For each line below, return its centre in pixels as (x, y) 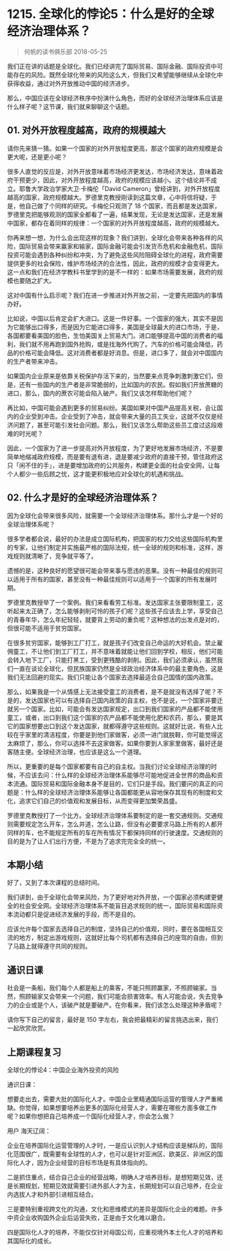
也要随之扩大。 (34, 280)
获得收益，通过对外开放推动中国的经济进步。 (70, 83)
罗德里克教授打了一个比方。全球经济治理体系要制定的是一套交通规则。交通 (112, 815)
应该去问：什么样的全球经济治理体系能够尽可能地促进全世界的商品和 (121, 775)
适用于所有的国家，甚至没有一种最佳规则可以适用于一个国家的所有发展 (112, 579)
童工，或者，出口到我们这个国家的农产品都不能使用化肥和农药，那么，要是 (112, 717)
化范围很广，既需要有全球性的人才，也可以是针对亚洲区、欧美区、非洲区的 (112, 1154)
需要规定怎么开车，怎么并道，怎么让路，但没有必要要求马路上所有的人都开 (118, 824)
